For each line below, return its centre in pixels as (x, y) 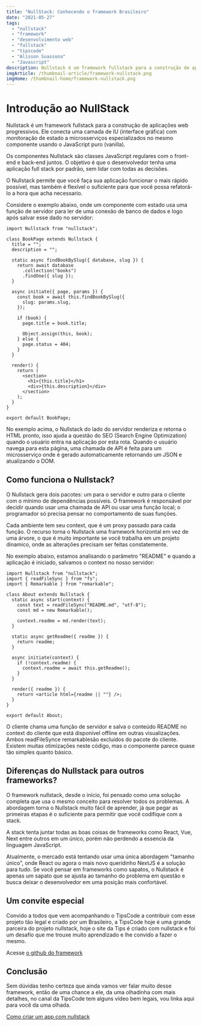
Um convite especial (45, 901)
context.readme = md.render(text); (62, 621)
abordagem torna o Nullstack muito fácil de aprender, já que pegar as (92, 808)
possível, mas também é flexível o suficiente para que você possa (88, 187)
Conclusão (27, 971)
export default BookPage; (38, 418)
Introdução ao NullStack (68, 108)
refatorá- (182, 187)
